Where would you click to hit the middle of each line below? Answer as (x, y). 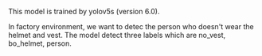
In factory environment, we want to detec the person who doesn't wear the (131, 26)
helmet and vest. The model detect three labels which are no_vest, (117, 35)
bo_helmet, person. (40, 43)
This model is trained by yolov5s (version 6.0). (84, 11)
